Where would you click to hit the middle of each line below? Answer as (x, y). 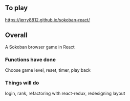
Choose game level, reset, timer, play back (48, 70)
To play (16, 8)
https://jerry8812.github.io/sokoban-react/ (48, 20)
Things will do (22, 82)
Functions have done (31, 60)
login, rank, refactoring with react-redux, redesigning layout (65, 93)
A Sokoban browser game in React (40, 47)
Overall (16, 35)
